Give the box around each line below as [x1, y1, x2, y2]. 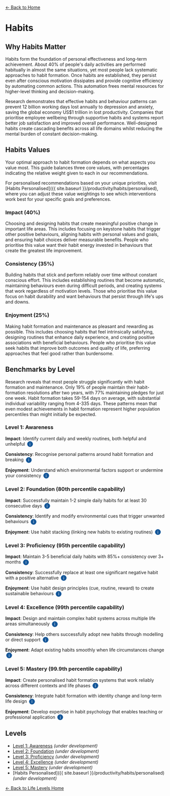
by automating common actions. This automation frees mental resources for [5, 83, 164, 89]
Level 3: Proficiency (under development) [12, 753, 99, 759]
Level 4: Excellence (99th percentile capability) [5, 604, 124, 611]
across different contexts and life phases [5, 682, 91, 688]
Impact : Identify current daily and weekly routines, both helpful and [5, 435, 146, 442]
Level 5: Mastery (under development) [12, 764, 93, 771]
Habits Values [5, 145, 50, 155]
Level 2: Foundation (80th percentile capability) [5, 485, 125, 493]
